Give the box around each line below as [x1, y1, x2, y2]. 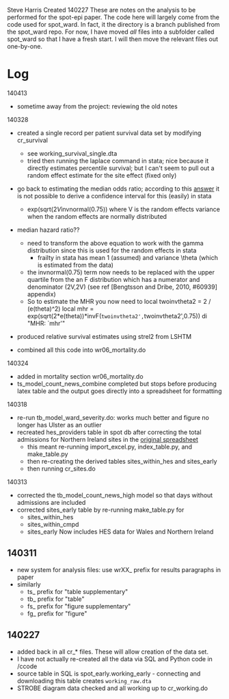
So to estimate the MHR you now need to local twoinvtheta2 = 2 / [27, 297, 211, 305]
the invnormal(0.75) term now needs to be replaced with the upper [27, 268, 215, 276]
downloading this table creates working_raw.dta [16, 676, 152, 685]
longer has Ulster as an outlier [16, 420, 103, 429]
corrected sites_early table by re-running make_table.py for [16, 506, 185, 514]
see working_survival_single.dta [27, 149, 118, 157]
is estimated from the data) [37, 261, 114, 269]
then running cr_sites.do [27, 464, 96, 473]
